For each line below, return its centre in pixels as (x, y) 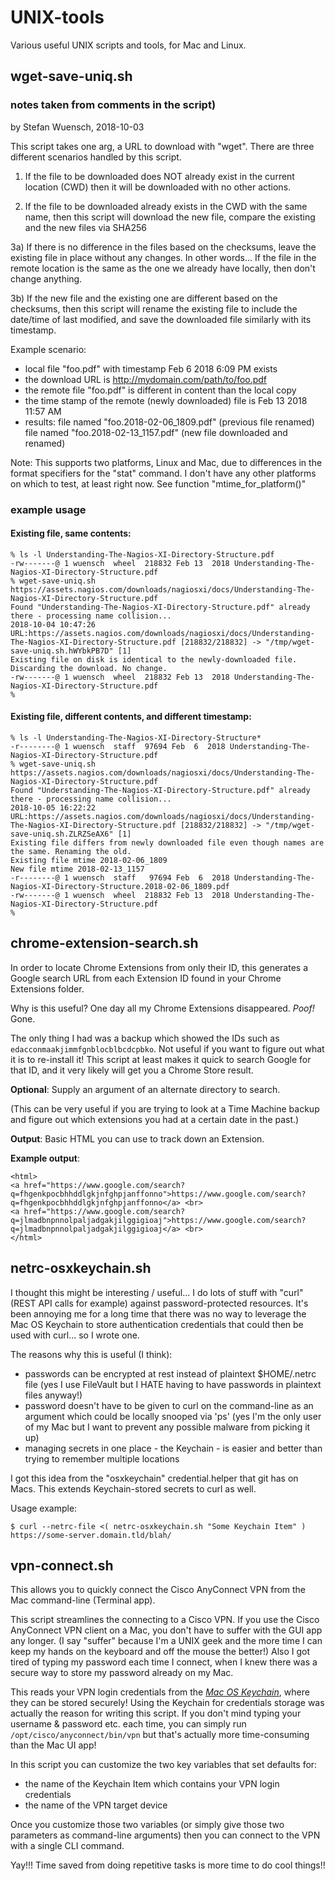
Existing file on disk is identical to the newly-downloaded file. (154, 659)
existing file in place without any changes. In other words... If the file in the (163, 257)
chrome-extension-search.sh (104, 943)
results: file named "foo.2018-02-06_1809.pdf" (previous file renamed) (169, 422)
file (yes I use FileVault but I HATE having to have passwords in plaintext (173, 1384)
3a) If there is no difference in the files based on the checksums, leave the (163, 247)
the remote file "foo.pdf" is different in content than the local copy (160, 390)
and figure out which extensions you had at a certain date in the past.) (155, 1119)
